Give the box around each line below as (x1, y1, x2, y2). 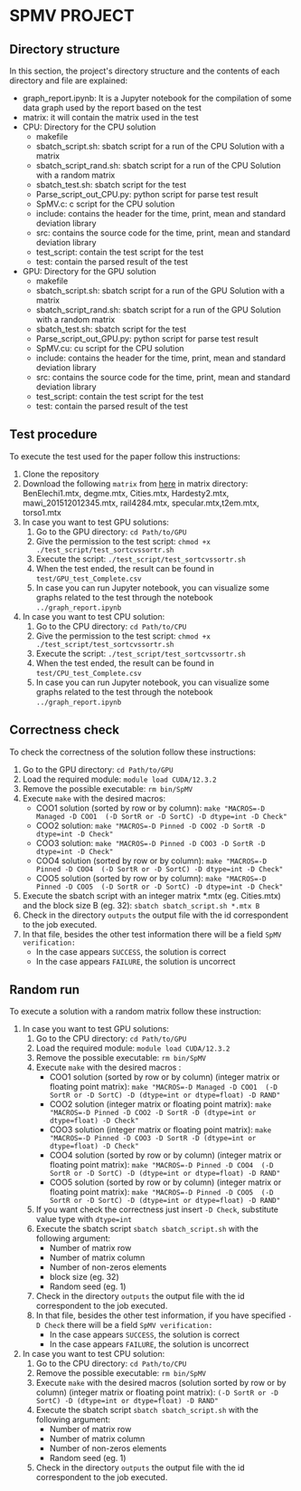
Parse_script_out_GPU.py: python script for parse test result (35, 333, 259, 344)
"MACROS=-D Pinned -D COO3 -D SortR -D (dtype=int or (49, 1134, 257, 1143)
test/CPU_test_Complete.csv (35, 669, 142, 678)
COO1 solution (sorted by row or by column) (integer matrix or (49, 1072, 280, 1082)
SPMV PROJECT (9, 5, 135, 26)
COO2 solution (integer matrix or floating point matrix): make (49, 1099, 272, 1110)
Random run (9, 982, 80, 997)
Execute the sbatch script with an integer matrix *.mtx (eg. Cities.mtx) (22, 890, 282, 901)
